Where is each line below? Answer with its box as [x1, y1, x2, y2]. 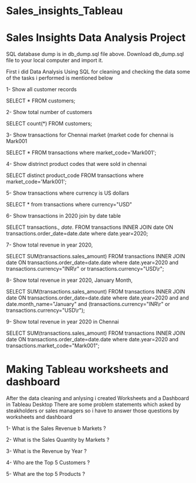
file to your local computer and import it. [6, 57, 104, 64]
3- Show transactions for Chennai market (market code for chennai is [6, 131, 174, 139]
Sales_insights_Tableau [6, 4, 123, 18]
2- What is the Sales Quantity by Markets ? [6, 437, 110, 444]
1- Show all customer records [6, 86, 77, 93]
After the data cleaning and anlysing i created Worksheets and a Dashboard [6, 395, 190, 402]
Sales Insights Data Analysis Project [6, 31, 186, 45]
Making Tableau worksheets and [6, 363, 169, 376]
